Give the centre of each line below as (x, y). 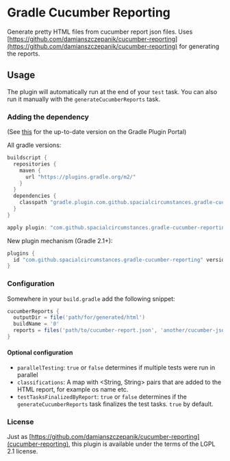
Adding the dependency (48, 117)
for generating (199, 46)
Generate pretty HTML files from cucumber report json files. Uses (100, 32)
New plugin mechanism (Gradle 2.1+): (60, 240)
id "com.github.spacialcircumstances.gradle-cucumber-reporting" (108, 260)
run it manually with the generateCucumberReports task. (84, 99)
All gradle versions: (34, 145)
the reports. (24, 54)
